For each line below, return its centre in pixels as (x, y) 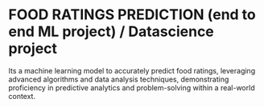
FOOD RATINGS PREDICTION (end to (132, 15)
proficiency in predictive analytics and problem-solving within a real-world (132, 87)
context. (22, 96)
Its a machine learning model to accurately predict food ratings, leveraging (132, 70)
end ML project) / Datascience (111, 32)
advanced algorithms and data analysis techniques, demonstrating (119, 79)
